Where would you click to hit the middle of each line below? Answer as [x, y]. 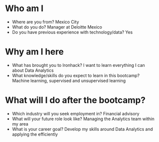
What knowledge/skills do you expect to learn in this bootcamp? [76, 75]
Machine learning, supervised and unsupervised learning [69, 80]
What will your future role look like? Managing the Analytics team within [83, 119]
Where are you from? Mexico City [45, 22]
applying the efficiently [35, 134]
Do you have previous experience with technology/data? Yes [72, 32]
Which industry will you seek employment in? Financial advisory [76, 113]
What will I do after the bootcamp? [75, 100]
